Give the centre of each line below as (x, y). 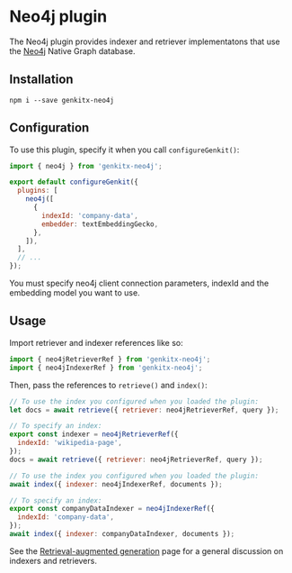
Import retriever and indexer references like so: (97, 342)
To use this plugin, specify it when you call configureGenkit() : (124, 150)
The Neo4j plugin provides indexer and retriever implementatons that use (145, 41)
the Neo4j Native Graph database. (72, 50)
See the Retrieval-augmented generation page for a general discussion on (146, 550)
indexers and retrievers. (53, 560)
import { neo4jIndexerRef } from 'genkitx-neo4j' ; (106, 368)
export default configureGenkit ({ (74, 182)
